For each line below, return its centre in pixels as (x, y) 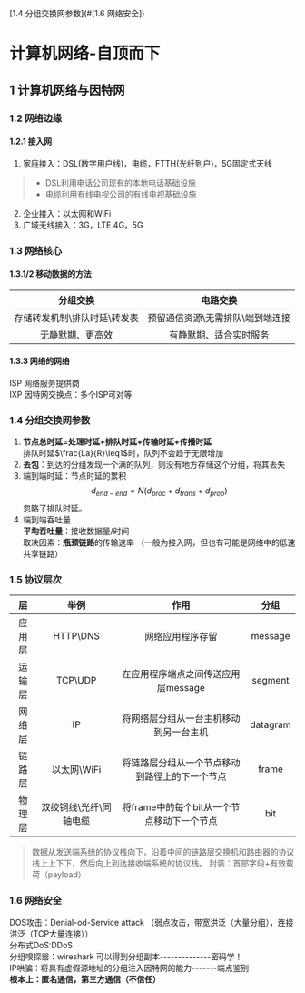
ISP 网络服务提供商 (44, 383)
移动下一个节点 (186, 821)
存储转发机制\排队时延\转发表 (76, 318)
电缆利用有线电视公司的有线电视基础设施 (121, 194)
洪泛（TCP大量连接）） (51, 933)
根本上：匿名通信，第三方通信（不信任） (85, 979)
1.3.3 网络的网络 (39, 361)
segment (271, 681)
